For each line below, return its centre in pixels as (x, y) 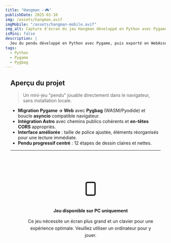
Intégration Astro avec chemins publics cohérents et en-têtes (83, 121)
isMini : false (20, 34)
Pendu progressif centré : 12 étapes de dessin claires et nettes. (84, 143)
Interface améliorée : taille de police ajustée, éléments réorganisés (88, 132)
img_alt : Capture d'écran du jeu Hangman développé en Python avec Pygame (86, 29)
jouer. (91, 235)
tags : (11, 48)
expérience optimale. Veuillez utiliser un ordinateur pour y (91, 228)
